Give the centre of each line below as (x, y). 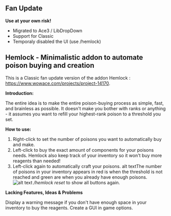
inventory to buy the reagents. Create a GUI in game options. (69, 208)
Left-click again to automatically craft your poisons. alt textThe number (87, 166)
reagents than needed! (36, 161)
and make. (24, 145)
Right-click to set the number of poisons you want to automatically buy (87, 139)
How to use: (18, 129)
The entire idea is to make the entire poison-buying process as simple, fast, (85, 103)
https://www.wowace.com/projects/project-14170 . (58, 83)
